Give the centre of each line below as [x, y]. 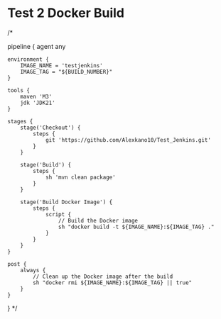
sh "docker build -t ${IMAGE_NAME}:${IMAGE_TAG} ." [136, 227]
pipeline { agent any [37, 46]
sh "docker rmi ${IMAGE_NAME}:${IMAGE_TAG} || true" [113, 282]
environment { [28, 59]
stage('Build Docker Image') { [66, 202]
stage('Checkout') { [50, 128]
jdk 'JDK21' [38, 103]
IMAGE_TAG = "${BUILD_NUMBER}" [66, 72]
